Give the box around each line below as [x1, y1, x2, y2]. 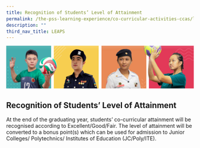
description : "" [6, 22, 46, 28]
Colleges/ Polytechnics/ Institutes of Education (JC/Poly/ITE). [6, 135, 157, 142]
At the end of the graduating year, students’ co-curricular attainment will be [6, 116, 192, 123]
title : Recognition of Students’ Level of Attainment [6, 10, 143, 15]
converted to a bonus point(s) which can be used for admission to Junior [6, 128, 185, 136]
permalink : [6, 15, 33, 22]
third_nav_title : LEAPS [6, 29, 65, 34]
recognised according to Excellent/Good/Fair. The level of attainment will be [6, 122, 192, 130]
